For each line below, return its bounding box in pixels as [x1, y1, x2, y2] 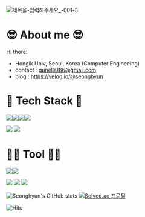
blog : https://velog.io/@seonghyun [14, 73, 103, 80]
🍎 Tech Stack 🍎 [6, 94, 83, 108]
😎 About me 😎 [6, 28, 83, 42]
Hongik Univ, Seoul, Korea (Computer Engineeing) [14, 59, 140, 67]
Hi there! [6, 48, 28, 55]
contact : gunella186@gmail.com [14, 66, 97, 73]
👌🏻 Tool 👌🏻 [6, 147, 62, 161]
